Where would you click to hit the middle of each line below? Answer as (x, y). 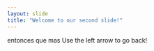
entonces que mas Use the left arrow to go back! (77, 40)
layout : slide (28, 14)
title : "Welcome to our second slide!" (65, 20)
